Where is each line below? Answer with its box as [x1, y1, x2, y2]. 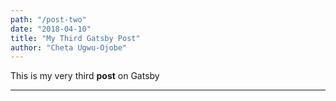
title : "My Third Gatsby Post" [10, 33, 141, 43]
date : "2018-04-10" [10, 24, 92, 34]
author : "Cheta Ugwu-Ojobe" [10, 42, 128, 53]
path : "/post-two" [10, 14, 87, 25]
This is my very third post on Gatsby [10, 70, 160, 82]
